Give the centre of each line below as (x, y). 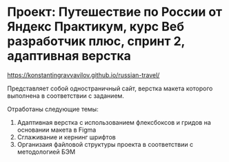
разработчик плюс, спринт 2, (96, 41)
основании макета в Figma (57, 130)
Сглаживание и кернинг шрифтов (66, 137)
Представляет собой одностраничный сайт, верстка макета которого (110, 88)
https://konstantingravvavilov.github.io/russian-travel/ (83, 75)
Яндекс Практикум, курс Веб (96, 27)
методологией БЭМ (46, 152)
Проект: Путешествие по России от (115, 12)
